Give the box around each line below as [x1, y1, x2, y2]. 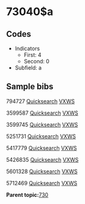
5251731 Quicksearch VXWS [6, 132, 76, 140]
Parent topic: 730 [6, 191, 49, 198]
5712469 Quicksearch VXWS [6, 179, 78, 186]
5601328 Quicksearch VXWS [6, 168, 78, 175]
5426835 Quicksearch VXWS [6, 156, 79, 163]
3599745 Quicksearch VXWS [6, 121, 78, 128]
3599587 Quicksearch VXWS [6, 109, 79, 116]
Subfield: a [14, 64, 42, 71]
